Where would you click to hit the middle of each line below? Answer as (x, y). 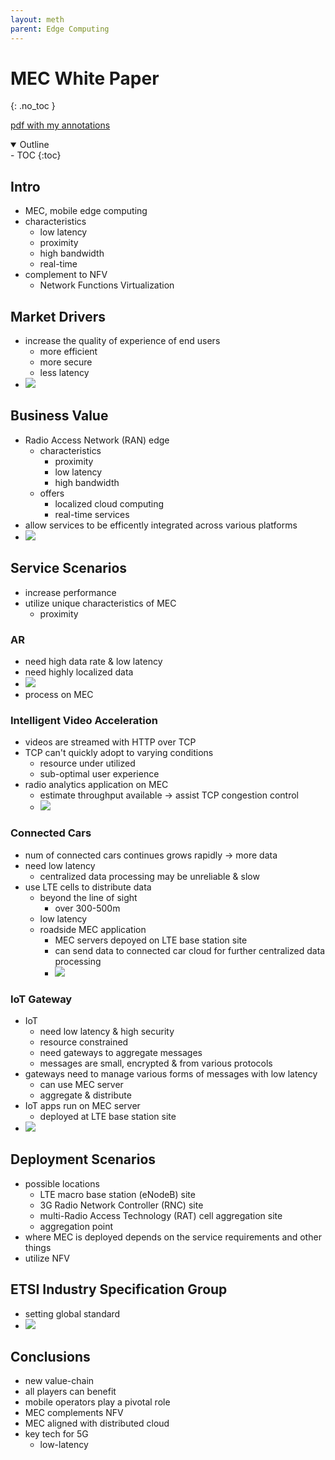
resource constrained (84, 1042)
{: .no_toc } (33, 106)
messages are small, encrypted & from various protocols (156, 1063)
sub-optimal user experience (99, 774)
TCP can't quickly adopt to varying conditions (119, 753)
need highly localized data (79, 672)
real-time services (92, 514)
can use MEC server (81, 1084)
